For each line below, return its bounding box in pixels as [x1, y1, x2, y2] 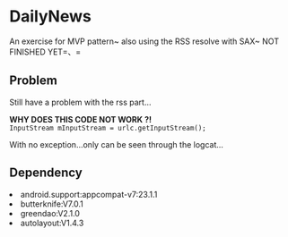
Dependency [9, 165, 83, 181]
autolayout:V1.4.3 [21, 217, 84, 228]
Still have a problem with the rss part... [9, 97, 152, 107]
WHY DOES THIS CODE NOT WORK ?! [9, 114, 153, 124]
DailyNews [9, 6, 92, 27]
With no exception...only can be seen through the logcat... [9, 139, 224, 149]
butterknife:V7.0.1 [21, 199, 83, 209]
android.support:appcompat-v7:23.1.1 [21, 189, 158, 199]
